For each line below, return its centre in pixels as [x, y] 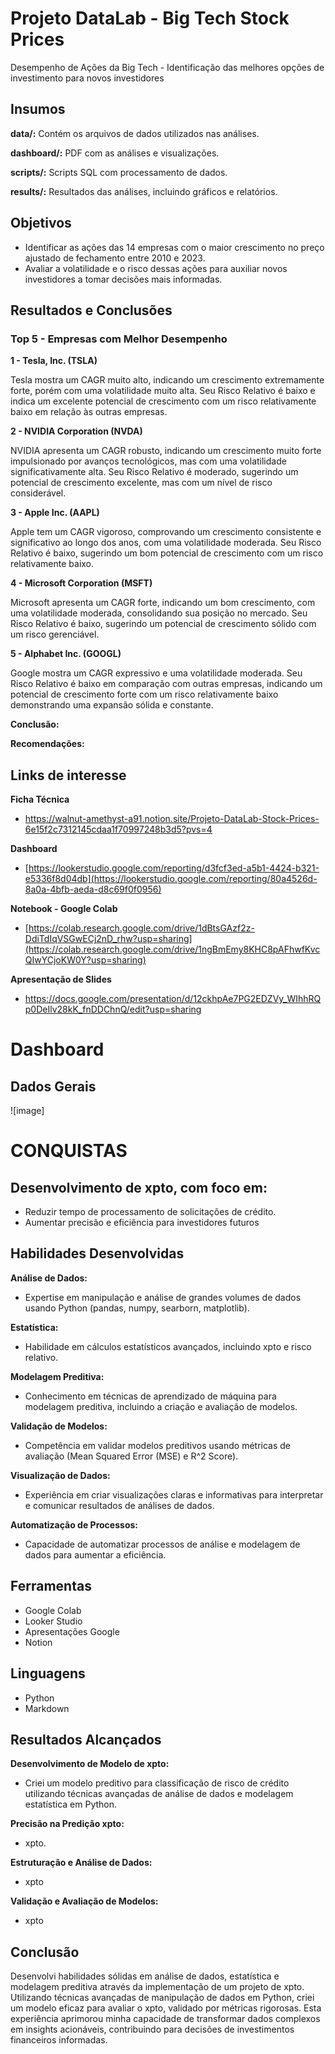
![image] [27, 1111]
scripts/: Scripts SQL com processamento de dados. [119, 172]
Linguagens [48, 1673]
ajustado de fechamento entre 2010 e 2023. [115, 258]
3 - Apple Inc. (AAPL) [55, 513]
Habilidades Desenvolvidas [97, 1253]
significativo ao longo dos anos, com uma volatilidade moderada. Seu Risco [166, 543]
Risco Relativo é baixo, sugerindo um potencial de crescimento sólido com [163, 624]
